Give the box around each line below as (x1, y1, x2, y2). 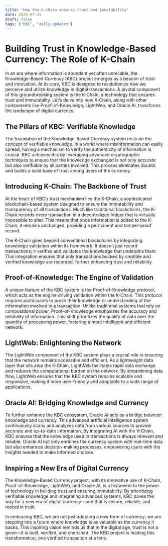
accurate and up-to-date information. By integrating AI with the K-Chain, (5, 428, 154, 434)
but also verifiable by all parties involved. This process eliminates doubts (5, 162, 155, 168)
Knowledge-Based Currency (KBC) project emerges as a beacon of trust (5, 76, 155, 82)
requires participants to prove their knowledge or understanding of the (5, 297, 151, 303)
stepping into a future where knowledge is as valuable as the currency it (5, 519, 154, 525)
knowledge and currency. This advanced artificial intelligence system (5, 417, 148, 423)
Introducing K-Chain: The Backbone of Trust (5, 182, 147, 191)
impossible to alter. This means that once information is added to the (5, 217, 147, 223)
